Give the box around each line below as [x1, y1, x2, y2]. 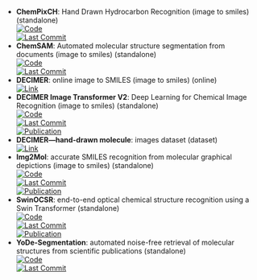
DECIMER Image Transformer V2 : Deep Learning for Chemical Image [15, 93, 247, 101]
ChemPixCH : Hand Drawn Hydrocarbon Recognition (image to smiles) [15, 7, 250, 16]
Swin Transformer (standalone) [15, 204, 120, 212]
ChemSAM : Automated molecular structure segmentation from [15, 41, 226, 51]
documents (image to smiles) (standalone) [15, 50, 157, 59]
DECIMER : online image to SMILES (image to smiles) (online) [15, 76, 218, 84]
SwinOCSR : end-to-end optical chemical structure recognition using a [15, 195, 250, 204]
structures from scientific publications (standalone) [15, 246, 187, 256]
